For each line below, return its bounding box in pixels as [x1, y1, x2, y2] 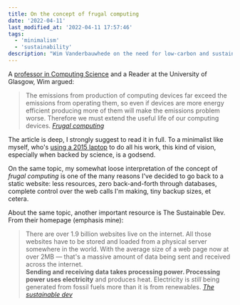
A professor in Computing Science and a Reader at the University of [8, 69, 207, 78]
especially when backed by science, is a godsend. [8, 150, 156, 159]
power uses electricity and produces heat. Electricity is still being [25, 275, 220, 284]
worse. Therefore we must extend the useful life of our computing [25, 113, 219, 122]
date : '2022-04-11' [8, 17, 66, 24]
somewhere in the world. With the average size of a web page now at [25, 244, 229, 253]
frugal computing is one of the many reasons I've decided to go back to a [8, 172, 224, 180]
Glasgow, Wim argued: [8, 77, 75, 86]
